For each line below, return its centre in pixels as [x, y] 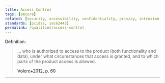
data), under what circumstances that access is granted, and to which [88, 56]
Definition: [15, 41]
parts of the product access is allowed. [56, 62]
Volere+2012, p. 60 [36, 71]
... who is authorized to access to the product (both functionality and [86, 51]
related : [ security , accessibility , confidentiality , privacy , [71, 19]
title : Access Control [28, 10]
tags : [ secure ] [21, 14]
